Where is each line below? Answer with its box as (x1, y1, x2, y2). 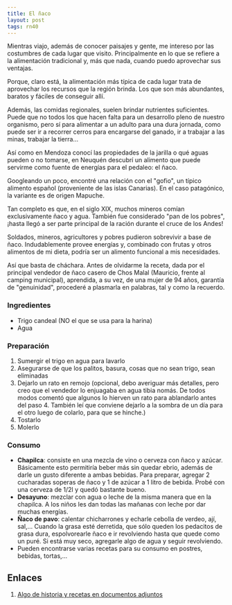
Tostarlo (17, 415, 42, 423)
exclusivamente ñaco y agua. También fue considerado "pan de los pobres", (7, 212, 225, 220)
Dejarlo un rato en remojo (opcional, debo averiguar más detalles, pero (17, 378, 220, 387)
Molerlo (17, 423, 39, 431)
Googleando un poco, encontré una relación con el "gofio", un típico (7, 177, 202, 185)
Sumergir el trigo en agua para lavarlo (17, 356, 126, 365)
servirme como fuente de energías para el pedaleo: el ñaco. (7, 164, 178, 172)
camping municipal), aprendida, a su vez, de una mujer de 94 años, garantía (7, 276, 224, 284)
